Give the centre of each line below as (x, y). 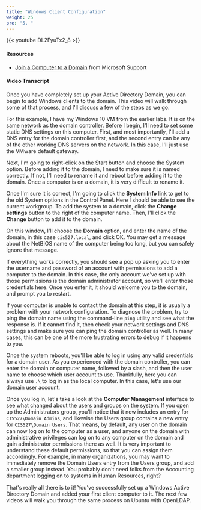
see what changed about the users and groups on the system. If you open (97, 405)
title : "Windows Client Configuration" (56, 12)
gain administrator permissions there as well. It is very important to (88, 444)
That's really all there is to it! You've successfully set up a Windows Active (98, 487)
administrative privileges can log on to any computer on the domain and (95, 437)
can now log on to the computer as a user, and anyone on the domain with (98, 431)
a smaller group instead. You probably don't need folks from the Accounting (100, 469)
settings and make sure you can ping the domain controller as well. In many (100, 331)
